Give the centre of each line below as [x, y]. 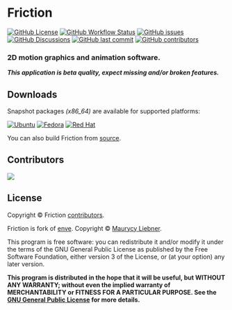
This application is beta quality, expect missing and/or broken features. [113, 73]
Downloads [32, 94]
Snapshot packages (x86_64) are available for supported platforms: [104, 111]
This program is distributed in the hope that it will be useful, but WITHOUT [116, 277]
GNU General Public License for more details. [74, 300]
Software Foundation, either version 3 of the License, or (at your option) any [116, 256]
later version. [26, 264]
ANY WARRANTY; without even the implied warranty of [89, 285]
